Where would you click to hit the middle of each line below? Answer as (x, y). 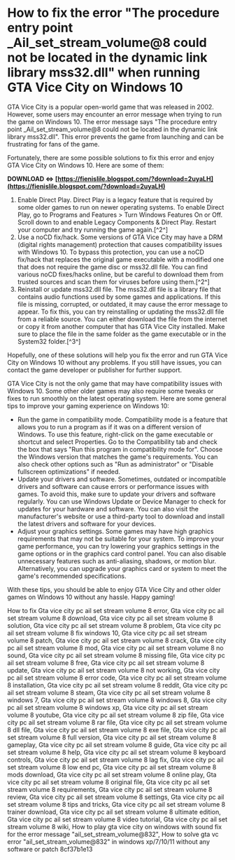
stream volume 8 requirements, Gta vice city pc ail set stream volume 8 (110, 789)
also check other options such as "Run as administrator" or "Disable (115, 464)
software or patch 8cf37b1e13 (50, 849)
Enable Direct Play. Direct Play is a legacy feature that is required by (115, 200)
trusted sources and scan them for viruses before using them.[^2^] (113, 281)
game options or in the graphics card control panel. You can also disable (122, 553)
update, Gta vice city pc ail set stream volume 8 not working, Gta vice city (114, 670)
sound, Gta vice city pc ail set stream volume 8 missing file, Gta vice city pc (116, 655)
